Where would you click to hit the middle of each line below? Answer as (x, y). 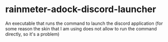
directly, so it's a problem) (32, 34)
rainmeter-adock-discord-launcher (81, 9)
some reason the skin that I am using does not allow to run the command (81, 28)
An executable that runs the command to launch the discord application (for (84, 23)
